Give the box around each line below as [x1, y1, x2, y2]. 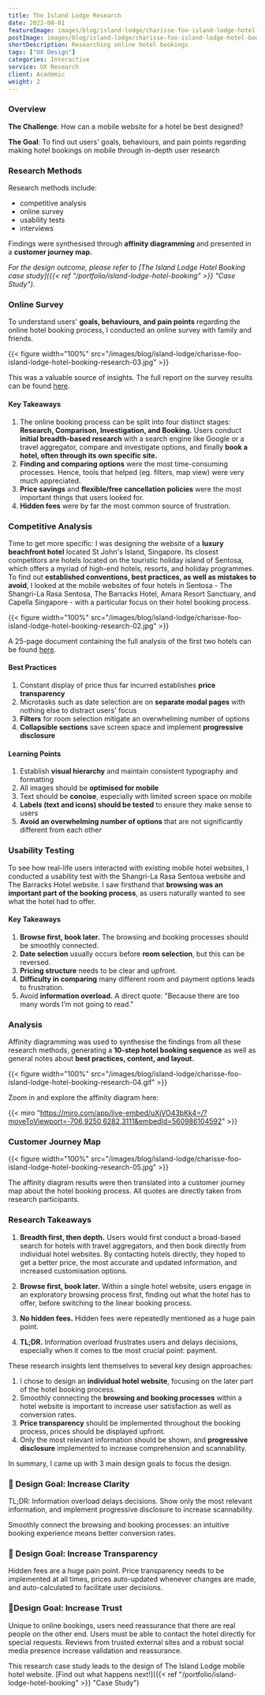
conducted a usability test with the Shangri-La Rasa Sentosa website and [8, 871, 246, 881]
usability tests [19, 215, 65, 225]
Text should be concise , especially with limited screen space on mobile [19, 792, 252, 801]
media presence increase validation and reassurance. [8, 1645, 183, 1655]
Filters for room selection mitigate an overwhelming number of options [19, 714, 250, 724]
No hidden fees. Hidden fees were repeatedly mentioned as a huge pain [19, 1313, 256, 1323]
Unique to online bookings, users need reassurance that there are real [8, 1621, 236, 1630]
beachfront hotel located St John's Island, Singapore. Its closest [8, 547, 218, 556]
